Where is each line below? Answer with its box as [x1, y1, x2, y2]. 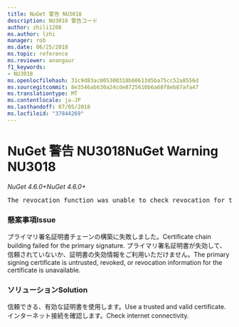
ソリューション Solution [7, 285, 88, 295]
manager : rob [7, 37, 46, 44]
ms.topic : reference [7, 51, 69, 58]
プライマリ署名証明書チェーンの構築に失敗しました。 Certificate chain [7, 232, 212, 241]
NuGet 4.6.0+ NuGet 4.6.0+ [7, 182, 87, 191]
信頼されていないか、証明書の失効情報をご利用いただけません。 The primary [7, 250, 230, 258]
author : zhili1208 [7, 24, 62, 31]
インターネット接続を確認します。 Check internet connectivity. [7, 311, 190, 320]
